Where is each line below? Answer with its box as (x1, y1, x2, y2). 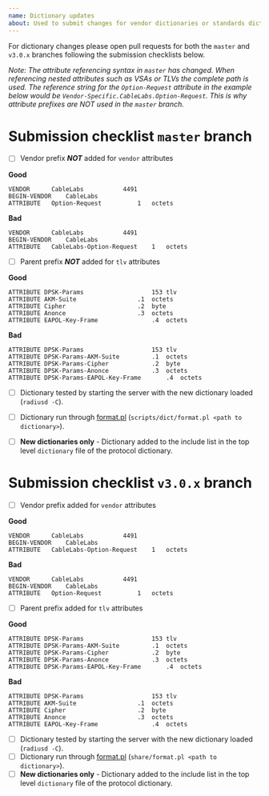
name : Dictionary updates (8, 11, 94, 20)
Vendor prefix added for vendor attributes (19, 500, 156, 510)
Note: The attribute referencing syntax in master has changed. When (8, 65, 235, 74)
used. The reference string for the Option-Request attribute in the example (8, 82, 252, 92)
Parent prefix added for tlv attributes (19, 603, 143, 613)
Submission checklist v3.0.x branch (8, 474, 252, 492)
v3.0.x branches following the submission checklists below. (8, 50, 206, 59)
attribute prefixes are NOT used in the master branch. (8, 99, 184, 109)
